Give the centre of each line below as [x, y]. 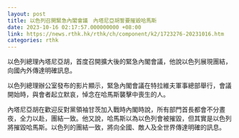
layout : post [27, 14]
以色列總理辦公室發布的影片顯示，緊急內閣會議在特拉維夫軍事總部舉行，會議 [119, 85]
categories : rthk [33, 41]
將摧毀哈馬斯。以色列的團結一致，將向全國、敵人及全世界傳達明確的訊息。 [116, 127]
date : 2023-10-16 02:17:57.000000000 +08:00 [74, 27]
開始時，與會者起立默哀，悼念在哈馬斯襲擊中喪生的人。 [88, 95]
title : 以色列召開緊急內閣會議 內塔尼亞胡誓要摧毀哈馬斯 [82, 21]
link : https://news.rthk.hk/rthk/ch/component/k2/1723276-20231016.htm [116, 34]
